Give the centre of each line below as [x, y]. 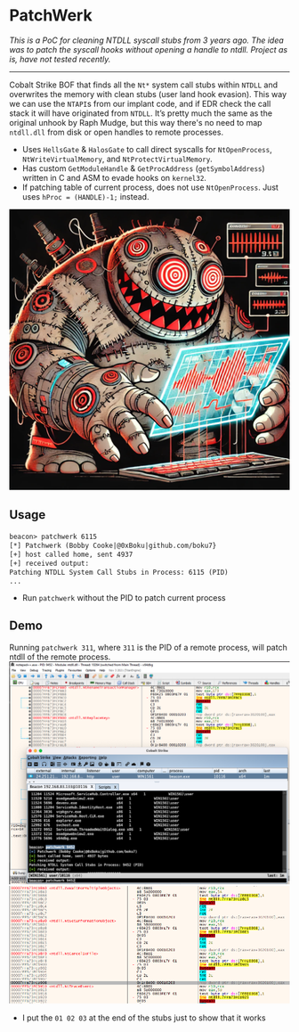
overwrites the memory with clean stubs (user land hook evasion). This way [148, 94]
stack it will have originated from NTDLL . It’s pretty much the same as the [141, 113]
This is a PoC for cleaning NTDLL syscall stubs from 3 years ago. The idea [147, 40]
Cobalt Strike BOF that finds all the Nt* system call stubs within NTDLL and [144, 85]
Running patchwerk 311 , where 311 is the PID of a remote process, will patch [148, 647]
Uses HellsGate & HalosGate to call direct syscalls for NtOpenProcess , [147, 149]
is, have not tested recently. [60, 59]
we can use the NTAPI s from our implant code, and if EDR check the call [140, 103]
